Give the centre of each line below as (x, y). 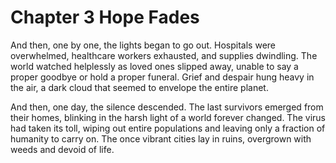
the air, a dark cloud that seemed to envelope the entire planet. (139, 87)
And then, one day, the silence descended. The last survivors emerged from (167, 107)
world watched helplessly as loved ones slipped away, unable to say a (154, 66)
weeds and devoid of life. (62, 149)
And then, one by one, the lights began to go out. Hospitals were (143, 45)
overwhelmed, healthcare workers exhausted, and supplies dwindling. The (164, 55)
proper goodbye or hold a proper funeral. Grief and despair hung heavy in (162, 77)
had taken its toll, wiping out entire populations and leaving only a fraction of (168, 128)
